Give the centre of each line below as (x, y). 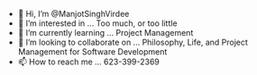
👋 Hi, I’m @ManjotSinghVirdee (73, 14)
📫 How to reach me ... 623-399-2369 (89, 62)
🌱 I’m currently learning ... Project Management (106, 33)
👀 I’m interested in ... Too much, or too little (97, 23)
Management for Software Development (92, 52)
